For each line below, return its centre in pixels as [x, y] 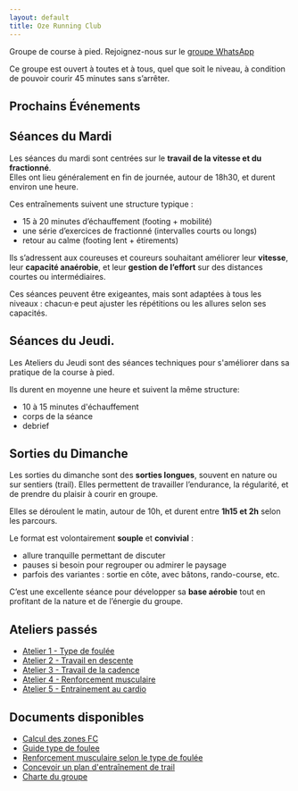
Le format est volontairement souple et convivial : [102, 538]
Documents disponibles [77, 717]
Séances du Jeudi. [62, 341]
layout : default [39, 17]
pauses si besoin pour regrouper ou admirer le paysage [124, 565]
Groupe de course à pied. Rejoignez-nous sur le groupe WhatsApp [132, 51]
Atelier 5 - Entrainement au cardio [84, 689]
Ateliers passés [54, 630]
